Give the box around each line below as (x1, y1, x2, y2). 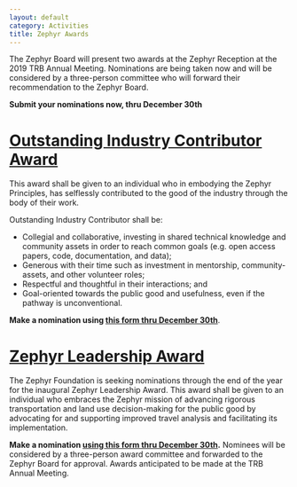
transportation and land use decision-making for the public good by (9, 404, 256, 414)
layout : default (9, 12, 69, 22)
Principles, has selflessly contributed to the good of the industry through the (9, 188, 288, 199)
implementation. (9, 422, 68, 433)
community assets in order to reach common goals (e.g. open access (21, 241, 277, 252)
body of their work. (9, 197, 80, 208)
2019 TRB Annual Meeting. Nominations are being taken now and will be (9, 63, 272, 74)
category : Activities (9, 21, 90, 30)
